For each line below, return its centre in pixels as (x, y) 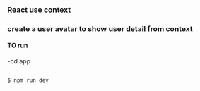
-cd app (19, 61)
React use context (39, 10)
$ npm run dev (28, 80)
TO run (18, 45)
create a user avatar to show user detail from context (100, 28)
